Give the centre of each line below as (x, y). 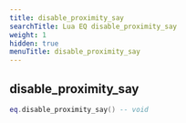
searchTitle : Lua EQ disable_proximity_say (93, 26)
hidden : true (34, 43)
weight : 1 (28, 35)
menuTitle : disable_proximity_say (75, 52)
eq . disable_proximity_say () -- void (79, 109)
